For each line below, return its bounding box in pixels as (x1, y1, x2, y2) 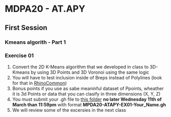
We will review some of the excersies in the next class (12, 107, 126, 113)
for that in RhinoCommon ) (12, 80, 67, 86)
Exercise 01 (5, 52, 34, 59)
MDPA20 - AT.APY (5, 3, 85, 15)
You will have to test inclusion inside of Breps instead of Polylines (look (12, 74, 162, 80)
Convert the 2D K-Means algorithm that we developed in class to (12, 64, 149, 70)
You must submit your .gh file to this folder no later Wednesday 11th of (12, 96, 162, 102)
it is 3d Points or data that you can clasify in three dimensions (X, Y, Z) (12, 91, 161, 97)
